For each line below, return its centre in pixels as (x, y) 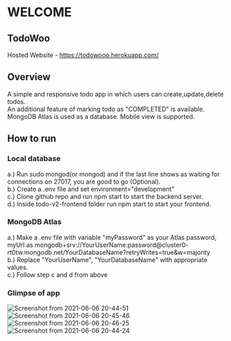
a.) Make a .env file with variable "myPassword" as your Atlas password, (112, 237)
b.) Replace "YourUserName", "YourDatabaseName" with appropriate (107, 259)
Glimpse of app (34, 292)
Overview (29, 77)
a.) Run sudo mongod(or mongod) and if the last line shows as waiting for (113, 174)
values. (18, 267)
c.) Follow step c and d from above (58, 274)
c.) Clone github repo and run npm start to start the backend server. (105, 196)
